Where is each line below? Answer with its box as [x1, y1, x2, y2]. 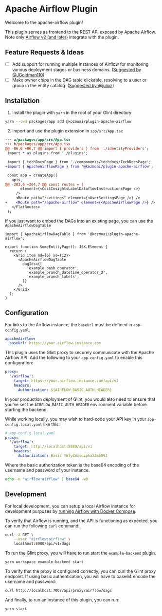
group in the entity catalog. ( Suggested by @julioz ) [12, 82, 114, 88]
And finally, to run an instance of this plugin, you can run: [5, 597, 120, 602]
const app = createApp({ [7, 173, 57, 178]
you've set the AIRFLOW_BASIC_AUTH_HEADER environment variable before [5, 401, 147, 407]
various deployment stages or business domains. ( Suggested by [12, 67, 142, 73]
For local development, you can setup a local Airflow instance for [5, 503, 135, 509]
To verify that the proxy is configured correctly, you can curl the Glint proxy [5, 568, 156, 574]
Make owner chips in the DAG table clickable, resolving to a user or [12, 77, 147, 83]
